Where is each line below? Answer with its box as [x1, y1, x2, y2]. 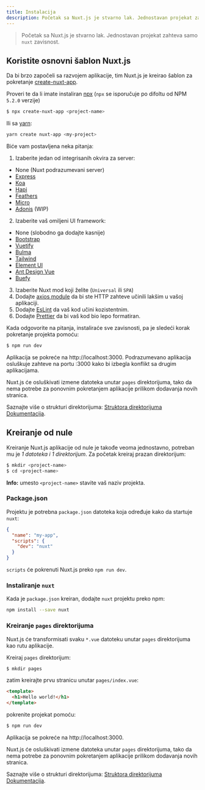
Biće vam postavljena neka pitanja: [6, 143, 94, 150]
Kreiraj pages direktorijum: [6, 654, 71, 661]
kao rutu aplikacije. [6, 642, 54, 649]
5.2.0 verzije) [6, 97, 41, 104]
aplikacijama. [6, 367, 40, 374]
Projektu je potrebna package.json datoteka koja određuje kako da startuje [6, 508, 193, 515]
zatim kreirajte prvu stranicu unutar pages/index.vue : [6, 677, 139, 684]
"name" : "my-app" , [12, 532, 59, 538]
